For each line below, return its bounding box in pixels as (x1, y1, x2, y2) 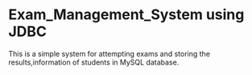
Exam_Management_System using (8, 6, 245, 24)
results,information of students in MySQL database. (8, 57, 180, 67)
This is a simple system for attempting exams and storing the (8, 49, 211, 58)
